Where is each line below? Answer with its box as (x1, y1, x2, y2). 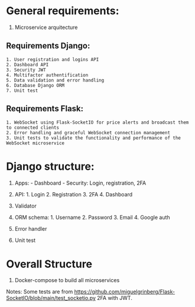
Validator (14, 202, 37, 209)
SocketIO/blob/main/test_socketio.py (6, 295, 96, 302)
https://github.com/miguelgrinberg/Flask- (74, 288, 175, 295)
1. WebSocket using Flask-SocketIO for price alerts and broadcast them (6, 119, 189, 125)
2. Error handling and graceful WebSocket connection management (6, 130, 170, 135)
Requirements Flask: (6, 104, 84, 114)
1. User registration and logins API (6, 56, 99, 63)
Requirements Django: (6, 41, 90, 51)
